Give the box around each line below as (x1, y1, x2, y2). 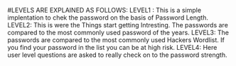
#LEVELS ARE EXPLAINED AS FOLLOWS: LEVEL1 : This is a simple (7, 6, 201, 14)
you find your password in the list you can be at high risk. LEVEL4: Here (7, 44, 218, 51)
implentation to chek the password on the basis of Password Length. (7, 13, 208, 22)
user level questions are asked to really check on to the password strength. (7, 51, 227, 59)
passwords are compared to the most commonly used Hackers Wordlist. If (7, 36, 225, 44)
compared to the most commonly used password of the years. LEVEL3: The (7, 28, 230, 37)
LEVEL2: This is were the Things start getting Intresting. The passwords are (7, 21, 229, 29)
